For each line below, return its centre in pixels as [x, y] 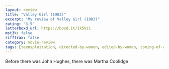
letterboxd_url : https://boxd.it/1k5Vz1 [48, 28]
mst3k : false [19, 33]
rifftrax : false [22, 38]
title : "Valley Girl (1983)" [36, 14]
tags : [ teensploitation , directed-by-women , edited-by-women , [72, 47]
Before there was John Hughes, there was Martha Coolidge [67, 61]
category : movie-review [30, 42]
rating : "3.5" [20, 24]
